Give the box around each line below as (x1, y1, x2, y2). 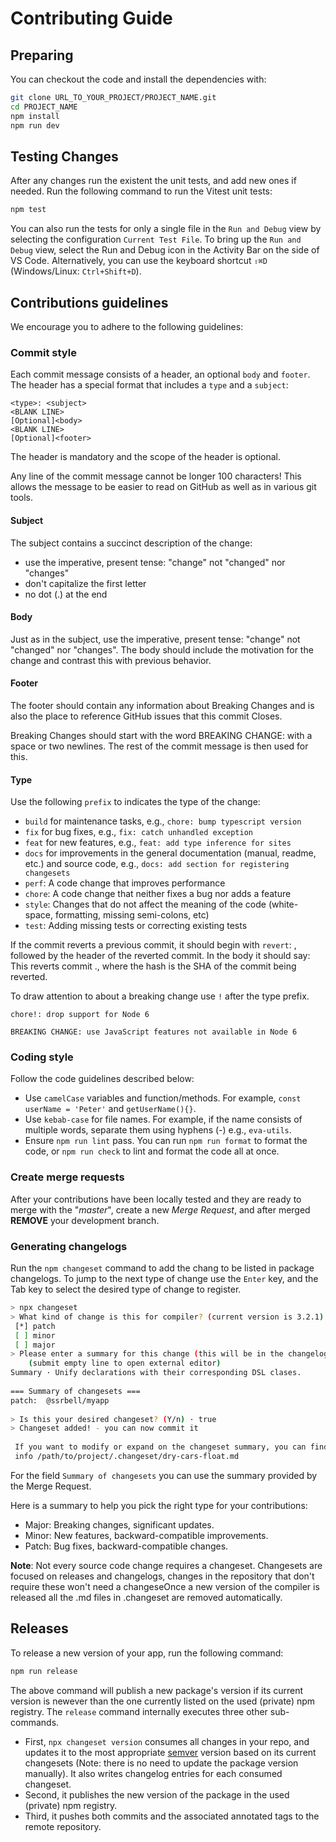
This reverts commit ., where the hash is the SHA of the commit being (10, 960, 297, 972)
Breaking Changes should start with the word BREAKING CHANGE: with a (10, 729, 313, 741)
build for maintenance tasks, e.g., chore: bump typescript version (24, 815, 302, 827)
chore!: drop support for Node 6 (10, 1010, 150, 1020)
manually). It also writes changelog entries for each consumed (24, 1767, 283, 1779)
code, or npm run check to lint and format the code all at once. (24, 1145, 280, 1157)
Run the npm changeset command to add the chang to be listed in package (10, 1262, 315, 1274)
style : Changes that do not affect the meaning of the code (24, 898, 267, 911)
